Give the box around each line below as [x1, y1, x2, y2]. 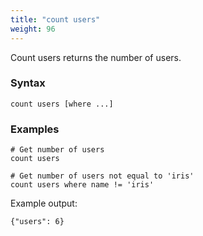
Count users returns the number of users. [10, 51, 182, 63]
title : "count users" [10, 14, 101, 25]
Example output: [10, 197, 78, 210]
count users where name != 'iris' [10, 180, 155, 190]
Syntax [10, 76, 46, 90]
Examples [10, 122, 60, 136]
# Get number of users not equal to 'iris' [10, 171, 195, 181]
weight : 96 [10, 24, 56, 34]
